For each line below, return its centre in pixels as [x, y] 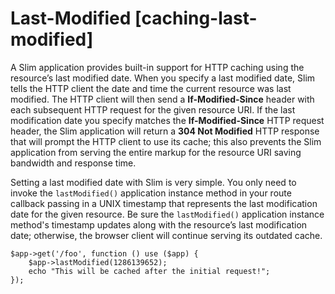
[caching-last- [196, 18]
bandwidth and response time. [73, 163]
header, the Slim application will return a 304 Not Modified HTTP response [165, 131]
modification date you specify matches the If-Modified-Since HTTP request [167, 120]
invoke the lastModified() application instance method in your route [151, 193]
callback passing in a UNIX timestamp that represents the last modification [164, 203]
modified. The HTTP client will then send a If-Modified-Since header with [162, 99]
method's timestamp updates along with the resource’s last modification [159, 224]
